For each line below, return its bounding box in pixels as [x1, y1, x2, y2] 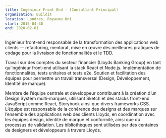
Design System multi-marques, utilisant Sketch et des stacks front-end [5, 95, 150, 102]
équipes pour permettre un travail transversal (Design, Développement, [5, 75, 151, 81]
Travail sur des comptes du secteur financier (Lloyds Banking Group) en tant [5, 60, 161, 66]
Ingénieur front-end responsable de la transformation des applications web [5, 39, 159, 45]
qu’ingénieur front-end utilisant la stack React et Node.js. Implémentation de [5, 65, 161, 71]
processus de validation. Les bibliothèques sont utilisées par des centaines [5, 122, 159, 128]
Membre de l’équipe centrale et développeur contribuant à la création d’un [5, 90, 157, 96]
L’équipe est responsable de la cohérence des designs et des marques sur [5, 106, 157, 112]
